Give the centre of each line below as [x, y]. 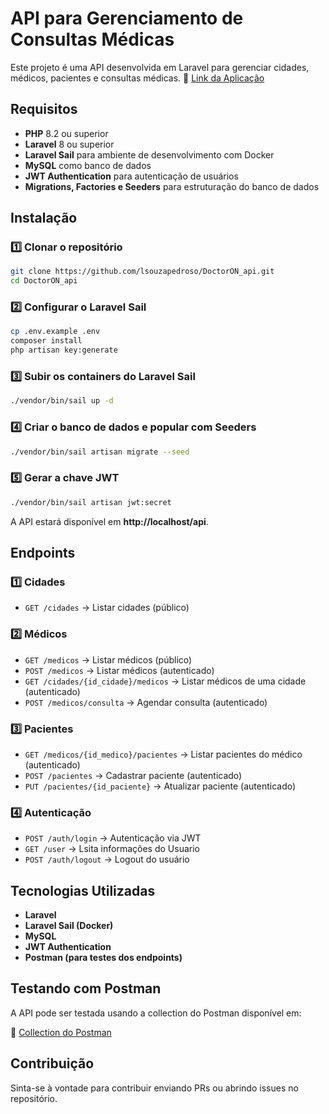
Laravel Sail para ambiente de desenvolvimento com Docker [149, 154]
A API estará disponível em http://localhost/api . [109, 521]
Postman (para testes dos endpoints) [103, 958]
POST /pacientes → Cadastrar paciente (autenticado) [133, 775]
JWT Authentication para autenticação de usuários [131, 176]
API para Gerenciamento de [127, 18]
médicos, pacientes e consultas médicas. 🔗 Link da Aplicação [137, 78]
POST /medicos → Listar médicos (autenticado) [119, 670]
